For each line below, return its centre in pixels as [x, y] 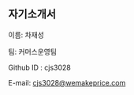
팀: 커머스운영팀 [33, 51]
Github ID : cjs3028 [39, 67]
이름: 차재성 [26, 35]
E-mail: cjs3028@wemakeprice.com [67, 82]
